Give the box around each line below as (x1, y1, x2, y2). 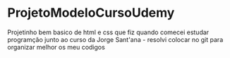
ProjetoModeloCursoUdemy (7, 5, 175, 21)
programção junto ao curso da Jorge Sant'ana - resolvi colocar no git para (7, 35, 224, 43)
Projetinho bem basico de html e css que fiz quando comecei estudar (7, 28, 210, 36)
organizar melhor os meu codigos (7, 43, 106, 51)
